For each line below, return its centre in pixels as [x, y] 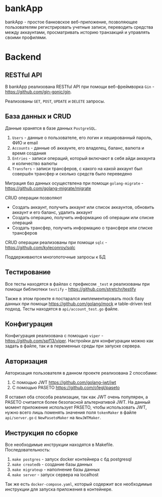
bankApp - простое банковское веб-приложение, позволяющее [71, 22]
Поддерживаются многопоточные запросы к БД [55, 257]
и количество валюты [34, 163]
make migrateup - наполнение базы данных [56, 470]
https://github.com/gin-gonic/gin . [38, 92]
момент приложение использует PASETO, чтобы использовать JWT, [76, 407]
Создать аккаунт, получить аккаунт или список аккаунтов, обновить [83, 207]
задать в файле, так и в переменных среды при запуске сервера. [73, 346]
